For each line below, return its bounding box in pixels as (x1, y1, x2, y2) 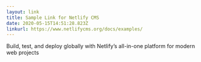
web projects (6, 49, 40, 57)
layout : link (6, 9, 40, 15)
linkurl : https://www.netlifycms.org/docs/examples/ (6, 26, 143, 32)
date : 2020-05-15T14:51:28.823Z (6, 20, 88, 26)
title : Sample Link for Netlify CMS (6, 15, 99, 21)
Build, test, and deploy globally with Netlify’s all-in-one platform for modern (6, 43, 196, 50)
